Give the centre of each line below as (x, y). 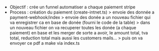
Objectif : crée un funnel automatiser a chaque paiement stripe (72, 7)
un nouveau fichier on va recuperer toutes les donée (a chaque (73, 28)
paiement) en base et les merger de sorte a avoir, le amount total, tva (79, 33)
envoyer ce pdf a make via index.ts (45, 43)
